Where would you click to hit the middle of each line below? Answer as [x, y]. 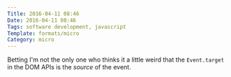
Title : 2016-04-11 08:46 [43, 14]
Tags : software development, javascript [67, 27]
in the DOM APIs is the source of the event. [69, 67]
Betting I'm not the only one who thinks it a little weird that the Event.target [116, 59]
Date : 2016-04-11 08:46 [42, 20]
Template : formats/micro [43, 33]
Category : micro [31, 40]
